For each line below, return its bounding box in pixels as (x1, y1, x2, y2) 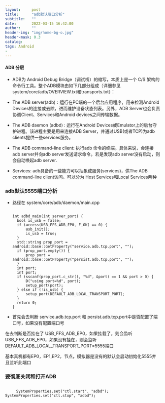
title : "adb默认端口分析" (5, 12, 65, 17)
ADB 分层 (5, 65, 25, 71)
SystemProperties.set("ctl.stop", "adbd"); (5, 393, 96, 398)
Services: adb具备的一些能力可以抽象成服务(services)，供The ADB (12, 167, 148, 173)
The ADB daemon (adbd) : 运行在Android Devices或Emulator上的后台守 (12, 122, 157, 128)
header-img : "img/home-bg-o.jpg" (5, 30, 74, 35)
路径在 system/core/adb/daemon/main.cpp (12, 200, 100, 205)
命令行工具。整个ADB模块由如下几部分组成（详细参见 (12, 82, 121, 88)
